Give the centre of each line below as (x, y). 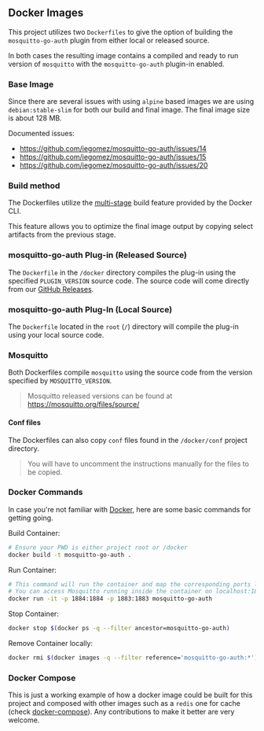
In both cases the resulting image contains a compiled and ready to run (123, 55)
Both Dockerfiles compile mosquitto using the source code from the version (130, 372)
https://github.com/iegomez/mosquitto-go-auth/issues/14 (113, 149)
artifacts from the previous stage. (62, 234)
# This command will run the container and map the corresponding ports (130, 584)
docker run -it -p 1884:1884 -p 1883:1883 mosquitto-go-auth (110, 599)
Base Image (31, 84)
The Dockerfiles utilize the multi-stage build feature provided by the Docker (130, 203)
